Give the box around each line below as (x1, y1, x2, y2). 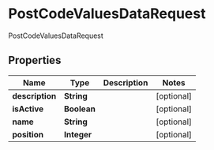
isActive (12, 103, 44, 114)
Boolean (63, 103, 96, 114)
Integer (63, 129, 92, 140)
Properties (8, 54, 62, 67)
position (12, 129, 44, 140)
